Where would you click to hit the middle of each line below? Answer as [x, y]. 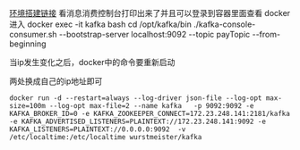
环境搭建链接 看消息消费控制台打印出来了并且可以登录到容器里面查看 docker [150, 13]
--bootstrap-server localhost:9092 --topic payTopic [154, 34]
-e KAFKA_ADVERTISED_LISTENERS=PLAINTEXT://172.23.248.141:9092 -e [138, 121]
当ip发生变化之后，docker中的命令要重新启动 [92, 62]
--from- [266, 34]
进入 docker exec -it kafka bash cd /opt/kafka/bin [101, 24]
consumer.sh [33, 34]
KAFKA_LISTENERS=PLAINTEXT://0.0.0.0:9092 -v [98, 129]
